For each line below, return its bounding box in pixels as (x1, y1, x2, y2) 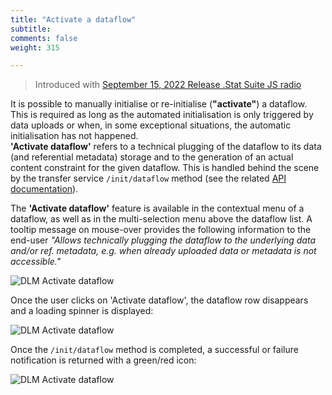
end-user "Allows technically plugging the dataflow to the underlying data (10, 234, 316, 246)
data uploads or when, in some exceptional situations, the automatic (10, 119, 292, 131)
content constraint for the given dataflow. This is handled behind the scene (10, 162, 320, 174)
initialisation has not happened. (10, 130, 139, 142)
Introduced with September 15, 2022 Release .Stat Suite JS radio (34, 79, 302, 91)
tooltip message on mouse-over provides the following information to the (10, 224, 312, 236)
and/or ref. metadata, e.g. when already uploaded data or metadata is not (10, 245, 317, 257)
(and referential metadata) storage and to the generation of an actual (10, 151, 294, 163)
